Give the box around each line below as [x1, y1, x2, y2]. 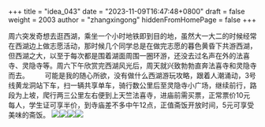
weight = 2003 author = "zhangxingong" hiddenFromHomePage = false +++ [8, 15, 256, 24]
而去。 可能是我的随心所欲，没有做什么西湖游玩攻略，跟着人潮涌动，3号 [8, 71, 256, 80]
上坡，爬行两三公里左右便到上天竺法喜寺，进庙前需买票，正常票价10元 [21, 91, 251, 99]
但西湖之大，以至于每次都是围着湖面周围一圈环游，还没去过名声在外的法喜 [8, 51, 250, 60]
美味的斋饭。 [8, 110, 50, 119]
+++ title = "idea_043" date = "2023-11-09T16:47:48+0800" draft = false [8, 7, 245, 16]
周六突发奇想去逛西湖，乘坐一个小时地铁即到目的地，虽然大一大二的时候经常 [8, 32, 257, 40]
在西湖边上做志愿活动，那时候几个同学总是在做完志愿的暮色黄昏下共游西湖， [8, 41, 257, 50]
